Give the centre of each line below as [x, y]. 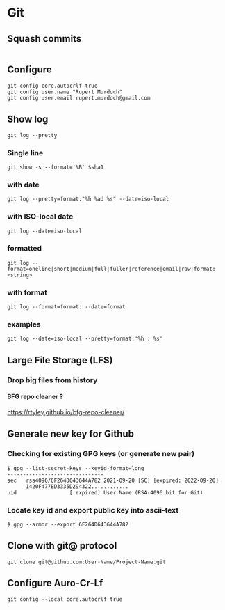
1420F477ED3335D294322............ [77, 486]
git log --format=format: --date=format [67, 307]
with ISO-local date [40, 217]
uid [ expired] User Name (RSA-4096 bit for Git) [105, 492]
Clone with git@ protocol [62, 546]
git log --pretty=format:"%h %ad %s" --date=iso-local [88, 199]
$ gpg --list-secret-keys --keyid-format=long [76, 468]
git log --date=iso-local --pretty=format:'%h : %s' [85, 339]
